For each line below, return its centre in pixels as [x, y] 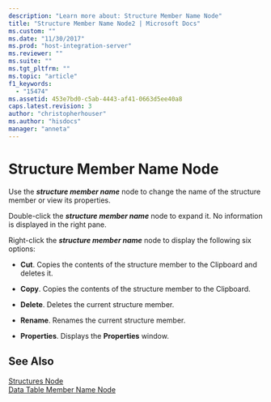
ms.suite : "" [30, 62]
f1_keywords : [30, 83]
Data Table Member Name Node [62, 389]
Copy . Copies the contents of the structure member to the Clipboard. [135, 289]
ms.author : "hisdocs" [45, 122]
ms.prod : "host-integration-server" [70, 46]
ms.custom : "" [32, 31]
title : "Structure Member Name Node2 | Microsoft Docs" [104, 24]
